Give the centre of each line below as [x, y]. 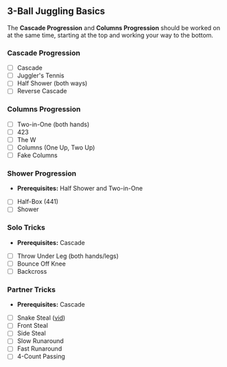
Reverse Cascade [42, 91]
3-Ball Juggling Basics [56, 11]
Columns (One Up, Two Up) [56, 147]
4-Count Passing [41, 357]
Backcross [32, 271]
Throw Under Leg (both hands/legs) [68, 256]
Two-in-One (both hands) [53, 124]
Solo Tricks [26, 228]
